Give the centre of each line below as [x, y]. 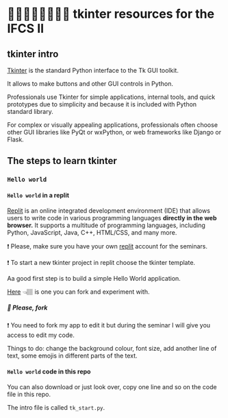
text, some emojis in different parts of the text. [73, 356]
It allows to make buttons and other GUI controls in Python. [90, 84]
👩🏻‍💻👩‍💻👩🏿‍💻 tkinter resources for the [111, 14]
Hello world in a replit [38, 195]
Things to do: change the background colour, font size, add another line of [112, 349]
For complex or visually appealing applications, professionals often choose [112, 125]
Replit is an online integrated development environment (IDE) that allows [109, 210]
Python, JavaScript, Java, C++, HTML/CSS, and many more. [92, 232]
